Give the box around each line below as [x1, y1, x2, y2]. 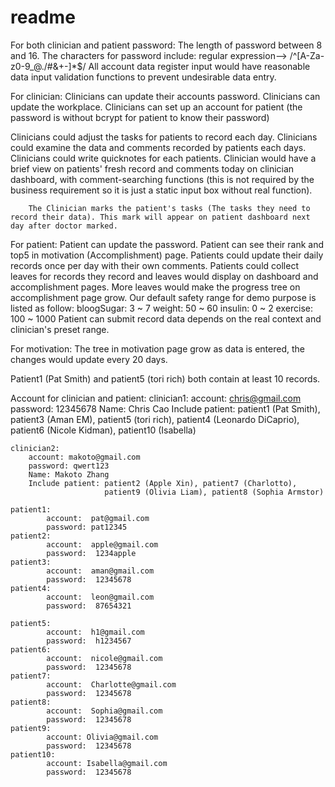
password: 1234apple [46, 548, 137, 558]
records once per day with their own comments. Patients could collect [10, 259, 299, 271]
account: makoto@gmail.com [28, 452, 141, 462]
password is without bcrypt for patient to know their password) [10, 111, 270, 123]
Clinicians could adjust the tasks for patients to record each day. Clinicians [10, 131, 318, 143]
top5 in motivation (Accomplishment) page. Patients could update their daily [10, 249, 324, 261]
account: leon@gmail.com [46, 592, 155, 602]
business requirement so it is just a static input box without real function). [10, 184, 313, 196]
